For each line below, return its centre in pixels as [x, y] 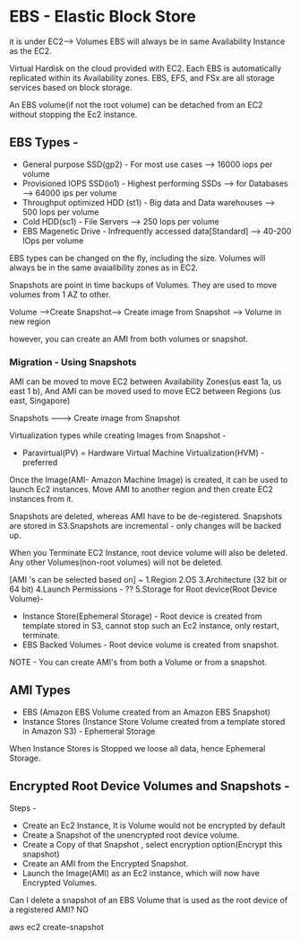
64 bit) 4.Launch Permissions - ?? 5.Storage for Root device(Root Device [143, 589]
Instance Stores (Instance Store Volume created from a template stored [154, 721]
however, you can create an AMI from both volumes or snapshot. [129, 339]
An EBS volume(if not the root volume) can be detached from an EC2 [136, 104]
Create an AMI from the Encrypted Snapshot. [105, 863]
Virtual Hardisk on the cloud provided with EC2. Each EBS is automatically [146, 68]
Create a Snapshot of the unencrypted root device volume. [131, 835]
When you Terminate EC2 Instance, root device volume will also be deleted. [149, 553]
